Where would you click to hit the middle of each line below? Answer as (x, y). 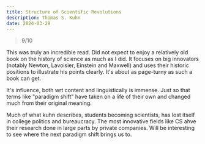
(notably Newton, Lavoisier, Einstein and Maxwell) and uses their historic (98, 65)
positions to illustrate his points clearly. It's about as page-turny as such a (99, 72)
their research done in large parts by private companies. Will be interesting (100, 128)
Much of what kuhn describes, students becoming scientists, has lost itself (101, 115)
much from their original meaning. (49, 103)
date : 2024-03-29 (28, 23)
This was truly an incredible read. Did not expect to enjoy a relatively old (97, 52)
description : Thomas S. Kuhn (43, 18)
